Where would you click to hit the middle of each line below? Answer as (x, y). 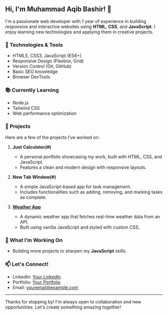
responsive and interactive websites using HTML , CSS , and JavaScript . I (80, 26)
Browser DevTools (31, 77)
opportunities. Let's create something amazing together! (63, 307)
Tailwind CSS (26, 108)
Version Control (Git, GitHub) (42, 66)
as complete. (33, 197)
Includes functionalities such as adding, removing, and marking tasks (91, 192)
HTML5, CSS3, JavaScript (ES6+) (47, 56)
